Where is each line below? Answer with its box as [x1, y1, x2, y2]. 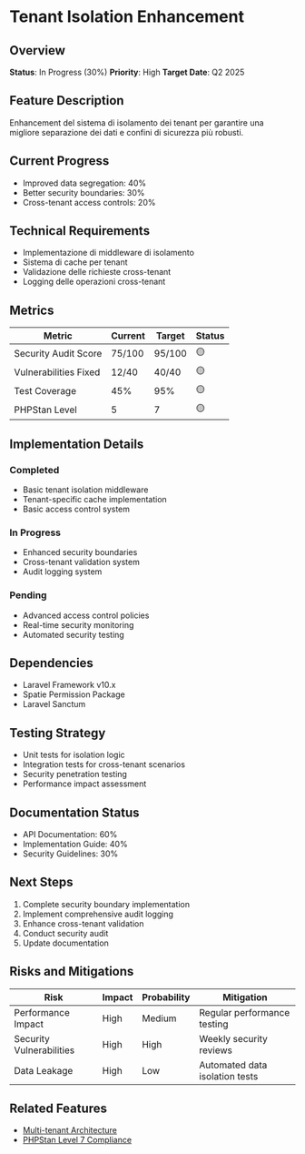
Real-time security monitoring [22, 619, 134, 630]
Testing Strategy [9, 725, 106, 741]
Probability [142, 990, 191, 1003]
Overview [9, 43, 66, 58]
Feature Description [9, 93, 124, 108]
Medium [142, 1012, 177, 1025]
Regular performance [199, 1006, 290, 1018]
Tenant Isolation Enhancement [9, 6, 245, 27]
